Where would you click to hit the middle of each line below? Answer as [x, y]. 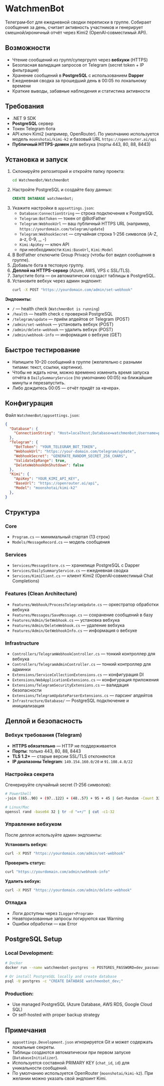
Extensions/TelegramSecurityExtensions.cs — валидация [70, 685]
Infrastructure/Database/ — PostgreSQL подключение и [71, 700]
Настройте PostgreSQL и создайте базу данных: [62, 190]
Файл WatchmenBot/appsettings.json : [42, 415]
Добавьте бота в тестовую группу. [48, 265]
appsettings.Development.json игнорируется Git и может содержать [82, 1042]
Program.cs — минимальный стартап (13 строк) [61, 537]
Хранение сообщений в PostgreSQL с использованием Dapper [78, 75]
